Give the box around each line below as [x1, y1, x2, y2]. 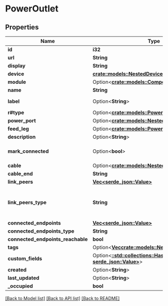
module [7, 78, 26, 85]
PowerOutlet [5, 3, 59, 14]
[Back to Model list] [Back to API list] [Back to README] [5, 296, 120, 301]
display [7, 62, 26, 69]
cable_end [7, 170, 33, 177]
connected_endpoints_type [7, 228, 74, 235]
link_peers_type [7, 199, 46, 206]
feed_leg [7, 125, 29, 132]
